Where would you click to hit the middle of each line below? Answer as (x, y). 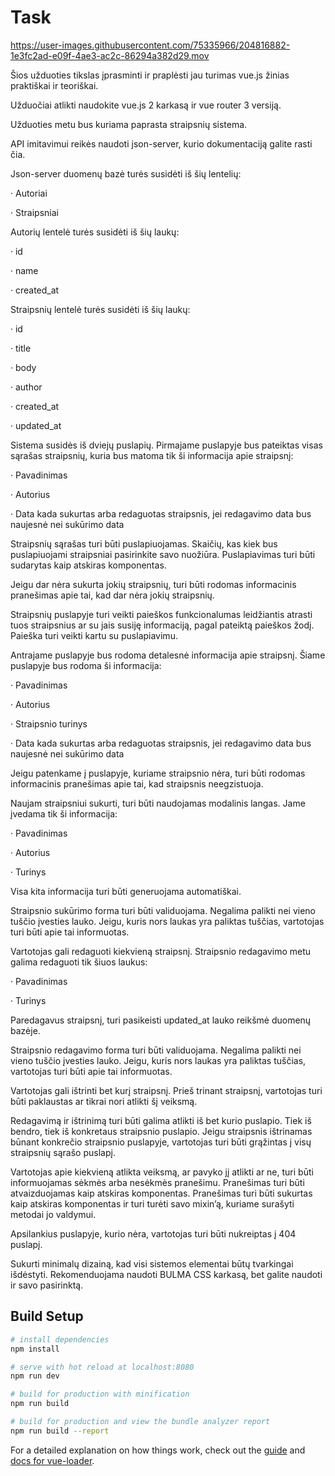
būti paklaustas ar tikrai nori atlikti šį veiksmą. (104, 1101)
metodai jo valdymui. (53, 1214)
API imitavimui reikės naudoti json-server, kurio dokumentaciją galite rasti (161, 143)
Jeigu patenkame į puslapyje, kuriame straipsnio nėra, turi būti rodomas (158, 773)
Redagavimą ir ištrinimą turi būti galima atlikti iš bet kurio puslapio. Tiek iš (161, 1120)
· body (23, 367)
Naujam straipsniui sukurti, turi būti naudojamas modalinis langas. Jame (158, 803)
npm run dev (35, 1376)
